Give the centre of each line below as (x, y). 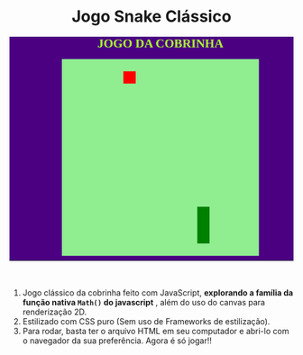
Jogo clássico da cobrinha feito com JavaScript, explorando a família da (158, 293)
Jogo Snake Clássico (151, 17)
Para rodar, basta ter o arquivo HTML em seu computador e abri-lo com (156, 332)
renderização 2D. (55, 312)
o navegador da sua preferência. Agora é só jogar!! (117, 341)
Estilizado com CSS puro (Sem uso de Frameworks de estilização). (146, 322)
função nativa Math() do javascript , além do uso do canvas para (144, 303)
